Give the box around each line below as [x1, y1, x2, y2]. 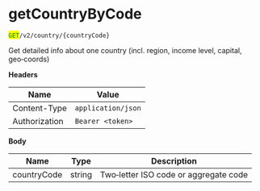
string [69, 168, 93, 180]
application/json [74, 103, 141, 113]
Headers [8, 69, 38, 79]
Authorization [12, 115, 64, 127]
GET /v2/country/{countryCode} [8, 31, 111, 39]
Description [150, 155, 198, 166]
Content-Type [12, 102, 67, 114]
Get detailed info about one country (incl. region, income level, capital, [8, 45, 242, 55]
